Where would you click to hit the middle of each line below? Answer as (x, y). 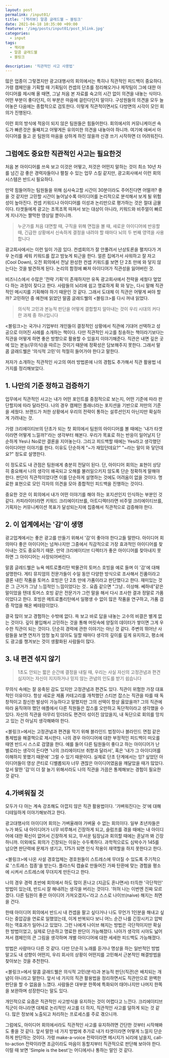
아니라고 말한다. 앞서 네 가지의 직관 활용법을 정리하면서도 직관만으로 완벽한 (88, 978)
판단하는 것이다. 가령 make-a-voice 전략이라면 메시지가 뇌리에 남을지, (83, 1038)
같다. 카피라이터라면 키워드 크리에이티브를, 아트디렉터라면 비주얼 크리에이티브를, (84, 501)
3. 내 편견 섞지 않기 (33, 659)
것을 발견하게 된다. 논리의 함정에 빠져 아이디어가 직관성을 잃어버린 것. (87, 269)
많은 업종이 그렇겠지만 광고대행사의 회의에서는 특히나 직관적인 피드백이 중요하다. (84, 81)
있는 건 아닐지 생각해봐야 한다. (40, 721)
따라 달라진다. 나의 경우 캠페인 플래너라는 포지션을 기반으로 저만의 (87, 405)
